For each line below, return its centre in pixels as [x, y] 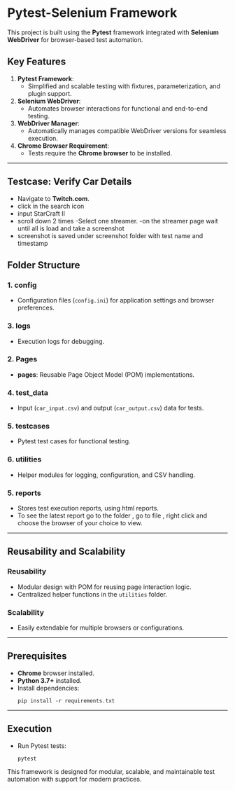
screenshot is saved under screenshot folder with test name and [110, 235]
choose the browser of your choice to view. [80, 523]
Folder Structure [44, 265]
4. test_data [28, 392]
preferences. [36, 308]
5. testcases [29, 427]
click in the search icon [51, 206]
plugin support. [50, 93]
